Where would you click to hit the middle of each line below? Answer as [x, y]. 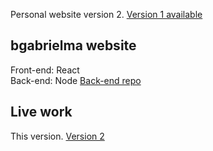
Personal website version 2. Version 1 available [106, 14]
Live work [41, 112]
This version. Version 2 [57, 136]
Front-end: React [45, 70]
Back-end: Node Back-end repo [76, 80]
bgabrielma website [73, 45]
